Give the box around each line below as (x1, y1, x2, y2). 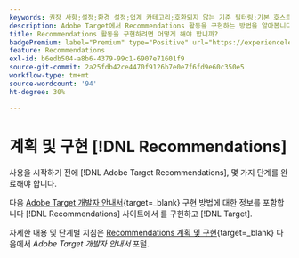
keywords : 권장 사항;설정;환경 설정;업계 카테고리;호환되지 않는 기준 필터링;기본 (9, 12, 270, 22)
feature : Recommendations (9, 46, 105, 55)
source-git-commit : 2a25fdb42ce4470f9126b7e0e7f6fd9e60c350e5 (9, 63, 245, 72)
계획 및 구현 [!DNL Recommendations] (9, 136, 287, 157)
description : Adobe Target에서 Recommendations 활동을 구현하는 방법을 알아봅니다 (9, 21, 293, 30)
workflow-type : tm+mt (9, 71, 90, 80)
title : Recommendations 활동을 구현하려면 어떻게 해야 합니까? (9, 29, 219, 38)
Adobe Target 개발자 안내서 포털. (32, 238, 149, 249)
